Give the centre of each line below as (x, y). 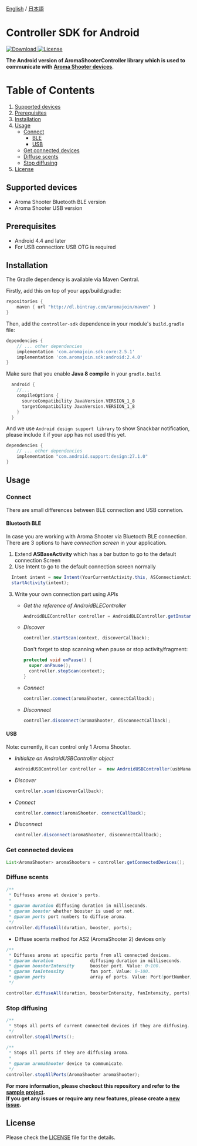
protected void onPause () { (57, 660)
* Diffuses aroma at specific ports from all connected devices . (90, 955)
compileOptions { (38, 396)
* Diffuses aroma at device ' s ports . (55, 895)
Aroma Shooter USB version (48, 208)
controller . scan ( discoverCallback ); (59, 791)
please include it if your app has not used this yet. (66, 435)
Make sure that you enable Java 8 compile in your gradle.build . (84, 374)
